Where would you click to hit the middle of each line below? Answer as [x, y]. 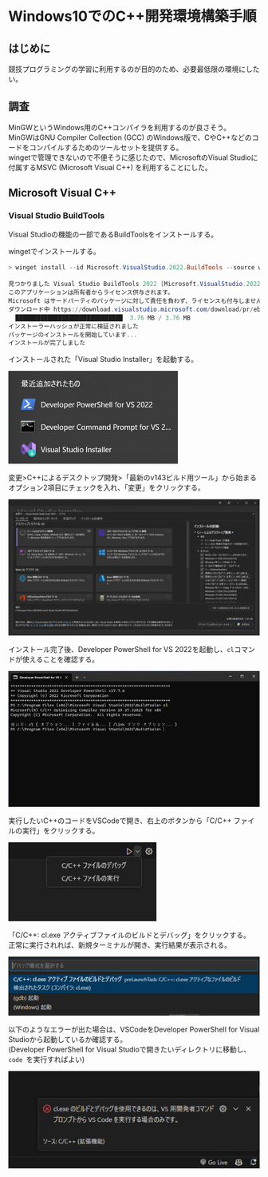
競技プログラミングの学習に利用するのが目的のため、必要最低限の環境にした [134, 69]
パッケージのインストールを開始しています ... [73, 335]
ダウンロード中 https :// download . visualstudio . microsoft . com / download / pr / [131, 309]
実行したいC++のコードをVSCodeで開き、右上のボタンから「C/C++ [120, 821]
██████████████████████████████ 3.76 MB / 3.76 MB [103, 318]
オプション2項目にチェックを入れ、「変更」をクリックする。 [106, 487]
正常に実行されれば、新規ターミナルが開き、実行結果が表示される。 [120, 945]
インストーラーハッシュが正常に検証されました [74, 326]
